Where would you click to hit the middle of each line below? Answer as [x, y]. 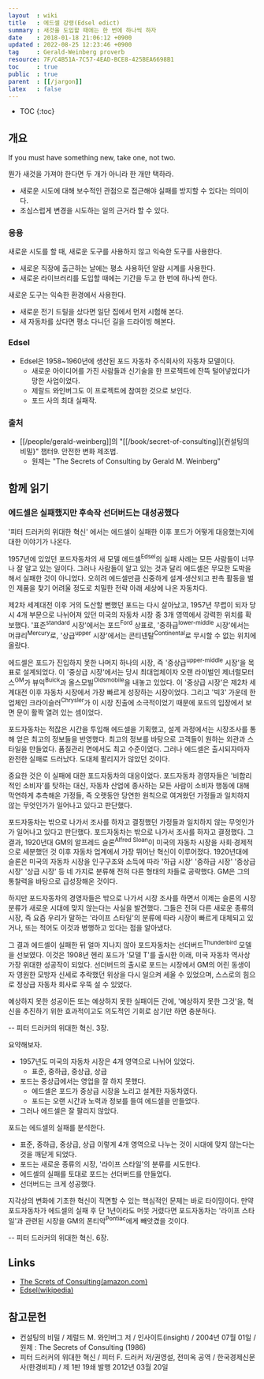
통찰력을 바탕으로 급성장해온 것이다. [63, 881]
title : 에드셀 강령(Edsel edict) [64, 23]
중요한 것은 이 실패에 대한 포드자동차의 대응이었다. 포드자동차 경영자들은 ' [121, 776]
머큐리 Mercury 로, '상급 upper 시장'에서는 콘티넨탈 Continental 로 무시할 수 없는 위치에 [132, 635]
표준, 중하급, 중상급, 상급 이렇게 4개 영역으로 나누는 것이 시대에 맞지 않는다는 [137, 1144]
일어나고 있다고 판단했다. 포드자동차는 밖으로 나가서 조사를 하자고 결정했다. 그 [135, 832]
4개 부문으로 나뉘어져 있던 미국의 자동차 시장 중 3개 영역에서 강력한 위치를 [130, 615]
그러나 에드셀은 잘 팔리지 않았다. [69, 1111]
